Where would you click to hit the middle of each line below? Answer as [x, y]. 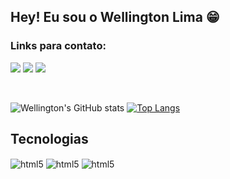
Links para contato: [58, 46]
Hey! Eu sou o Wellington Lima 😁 [115, 17]
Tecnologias [49, 139]
